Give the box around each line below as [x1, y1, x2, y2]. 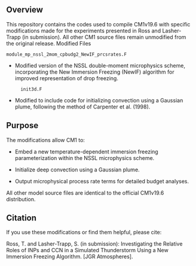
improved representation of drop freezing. [14, 74, 118, 81]
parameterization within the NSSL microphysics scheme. [14, 154, 155, 161]
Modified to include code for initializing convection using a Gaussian [14, 96, 183, 104]
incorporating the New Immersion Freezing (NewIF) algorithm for [14, 68, 174, 75]
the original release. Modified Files [6, 40, 91, 47]
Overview [6, 5, 44, 15]
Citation [6, 213, 37, 223]
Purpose [6, 120, 39, 131]
